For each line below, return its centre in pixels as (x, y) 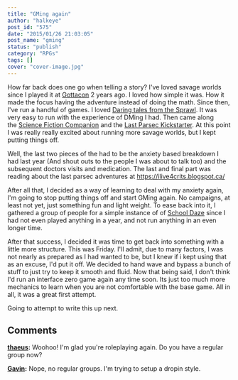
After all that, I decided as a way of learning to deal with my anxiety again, (115, 190)
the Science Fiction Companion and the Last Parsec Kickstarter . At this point (119, 124)
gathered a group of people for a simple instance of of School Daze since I (117, 212)
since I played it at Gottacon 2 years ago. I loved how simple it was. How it (116, 94)
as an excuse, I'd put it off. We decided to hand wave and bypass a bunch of (119, 264)
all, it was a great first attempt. (52, 294)
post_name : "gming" (36, 40)
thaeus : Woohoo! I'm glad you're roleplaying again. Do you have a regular (115, 347)
